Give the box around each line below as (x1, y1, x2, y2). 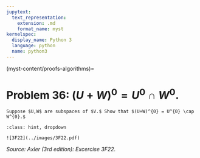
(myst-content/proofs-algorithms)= (6, 65, 95, 72)
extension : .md (17, 20, 56, 26)
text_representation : (12, 15, 67, 21)
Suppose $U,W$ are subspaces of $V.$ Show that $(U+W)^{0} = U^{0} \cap (6, 108, 195, 115)
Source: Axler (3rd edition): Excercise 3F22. (6, 146, 116, 153)
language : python (12, 43, 56, 49)
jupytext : (6, 8, 32, 15)
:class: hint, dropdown (6, 125, 67, 131)
